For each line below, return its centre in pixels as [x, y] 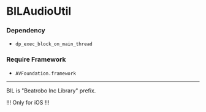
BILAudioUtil [39, 11]
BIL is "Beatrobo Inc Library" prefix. [51, 91]
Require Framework [36, 59]
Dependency [26, 31]
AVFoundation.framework [46, 73]
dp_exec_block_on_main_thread [54, 44]
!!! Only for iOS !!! [28, 102]
